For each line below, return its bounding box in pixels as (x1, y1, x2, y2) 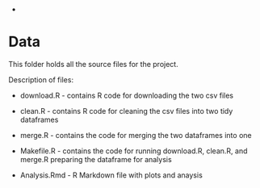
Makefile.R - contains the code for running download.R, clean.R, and (19, 146, 248, 156)
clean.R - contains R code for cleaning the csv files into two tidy (19, 106, 233, 115)
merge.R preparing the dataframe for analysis (19, 154, 172, 164)
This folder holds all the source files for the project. (8, 59, 179, 69)
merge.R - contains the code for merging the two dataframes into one (19, 130, 252, 140)
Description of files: (8, 74, 74, 85)
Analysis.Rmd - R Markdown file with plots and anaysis (19, 170, 203, 180)
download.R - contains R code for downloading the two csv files (19, 90, 234, 100)
